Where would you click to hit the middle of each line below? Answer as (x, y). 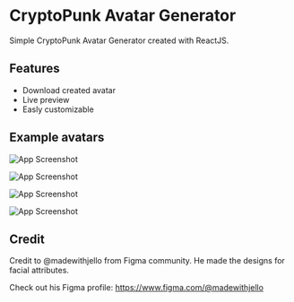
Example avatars (57, 138)
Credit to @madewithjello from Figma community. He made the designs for (147, 261)
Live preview (46, 99)
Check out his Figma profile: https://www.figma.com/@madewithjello (137, 288)
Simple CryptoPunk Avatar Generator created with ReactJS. (119, 40)
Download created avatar (69, 90)
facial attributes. (39, 271)
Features (35, 69)
